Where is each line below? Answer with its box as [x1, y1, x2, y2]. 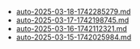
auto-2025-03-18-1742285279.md [15, 7, 131, 16]
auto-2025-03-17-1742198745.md [15, 15, 129, 25]
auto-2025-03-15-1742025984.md [15, 32, 132, 42]
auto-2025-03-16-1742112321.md [15, 24, 128, 33]
